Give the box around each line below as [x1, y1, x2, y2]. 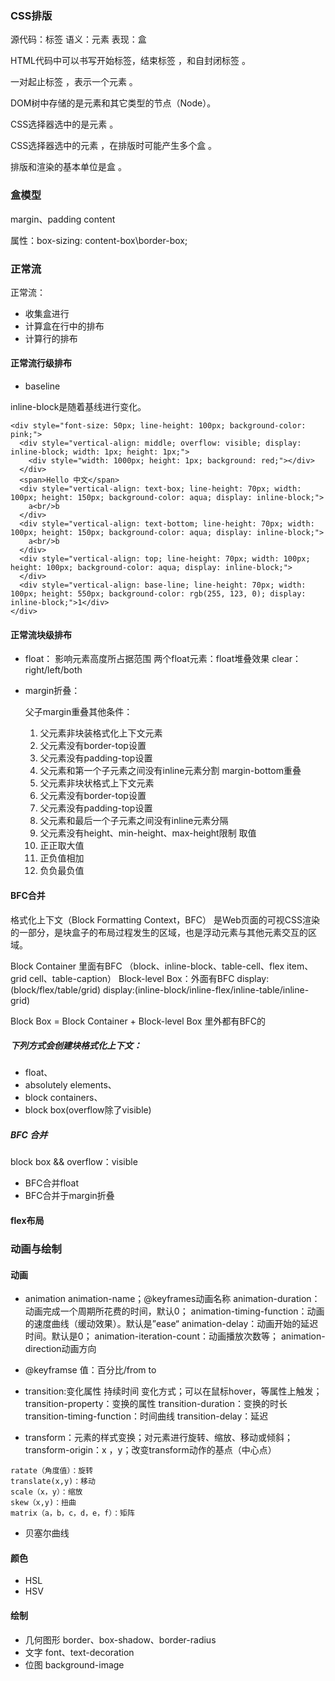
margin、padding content [10, 213, 116, 225]
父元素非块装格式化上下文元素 [39, 727, 163, 739]
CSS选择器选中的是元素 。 [10, 118, 119, 131]
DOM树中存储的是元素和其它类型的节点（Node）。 [10, 97, 217, 109]
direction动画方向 [24, 1343, 97, 1355]
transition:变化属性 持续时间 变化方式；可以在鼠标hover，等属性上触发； [24, 1385, 323, 1397]
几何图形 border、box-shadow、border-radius [24, 1633, 217, 1646]
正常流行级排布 [10, 357, 72, 369]
